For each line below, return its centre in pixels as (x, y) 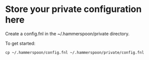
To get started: (20, 43)
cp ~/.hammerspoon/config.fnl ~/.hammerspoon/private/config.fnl (74, 52)
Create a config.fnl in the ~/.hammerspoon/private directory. (67, 33)
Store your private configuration (73, 9)
